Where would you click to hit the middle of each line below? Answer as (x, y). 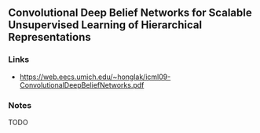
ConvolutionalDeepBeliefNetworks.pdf (82, 84)
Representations (50, 37)
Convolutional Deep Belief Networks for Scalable (130, 13)
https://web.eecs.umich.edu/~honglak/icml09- (95, 77)
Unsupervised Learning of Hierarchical (105, 25)
